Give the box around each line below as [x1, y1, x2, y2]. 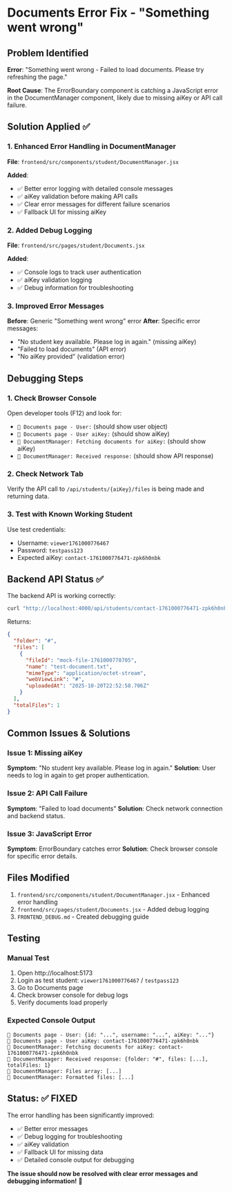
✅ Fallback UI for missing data [17, 1148, 104, 1156]
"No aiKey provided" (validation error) [17, 352, 125, 361]
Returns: [7, 617, 32, 626]
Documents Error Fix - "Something [7, 5, 210, 21]
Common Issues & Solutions [7, 728, 130, 739]
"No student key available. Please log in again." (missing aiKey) [17, 338, 197, 346]
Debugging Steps [7, 372, 84, 384]
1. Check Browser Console [7, 393, 97, 403]
